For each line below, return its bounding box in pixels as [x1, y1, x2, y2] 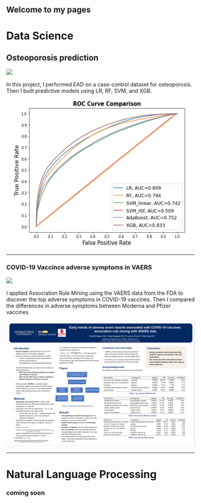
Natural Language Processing [6, 468, 157, 481]
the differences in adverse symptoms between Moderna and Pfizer [6, 302, 172, 309]
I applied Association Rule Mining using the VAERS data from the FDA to [6, 289, 184, 297]
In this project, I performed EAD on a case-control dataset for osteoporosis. [6, 81, 193, 88]
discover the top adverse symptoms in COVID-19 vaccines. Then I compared [6, 295, 195, 303]
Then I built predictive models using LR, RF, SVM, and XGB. [6, 87, 153, 95]
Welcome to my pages [6, 5, 91, 15]
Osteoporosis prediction [6, 52, 99, 62]
